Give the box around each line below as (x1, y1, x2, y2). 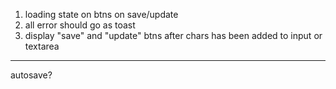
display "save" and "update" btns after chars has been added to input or (24, 30, 323, 41)
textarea (24, 40, 60, 52)
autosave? (10, 69, 53, 81)
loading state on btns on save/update (24, 9, 179, 20)
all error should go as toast (24, 19, 136, 31)
